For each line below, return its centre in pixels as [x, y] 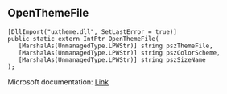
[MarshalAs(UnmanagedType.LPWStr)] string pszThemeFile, [116, 46]
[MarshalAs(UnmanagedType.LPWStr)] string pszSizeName [112, 59]
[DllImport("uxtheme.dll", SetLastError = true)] [93, 31]
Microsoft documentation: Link [58, 82]
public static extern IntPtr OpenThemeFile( [83, 39]
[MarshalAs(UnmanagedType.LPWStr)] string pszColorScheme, [119, 53]
